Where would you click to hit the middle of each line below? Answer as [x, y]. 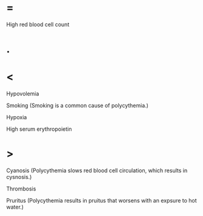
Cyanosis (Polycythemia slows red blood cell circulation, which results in [97, 170]
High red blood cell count [38, 24]
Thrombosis [21, 189]
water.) [15, 207]
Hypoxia [17, 117]
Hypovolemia [23, 94]
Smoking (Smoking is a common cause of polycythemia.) [77, 106]
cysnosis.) [19, 177]
